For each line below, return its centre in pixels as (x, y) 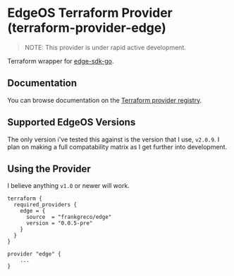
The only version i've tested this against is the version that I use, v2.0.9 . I (113, 139)
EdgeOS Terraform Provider (90, 13)
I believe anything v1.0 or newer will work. (69, 186)
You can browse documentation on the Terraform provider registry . (105, 100)
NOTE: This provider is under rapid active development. (105, 47)
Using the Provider (49, 169)
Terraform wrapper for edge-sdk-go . (61, 61)
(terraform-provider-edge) (87, 28)
